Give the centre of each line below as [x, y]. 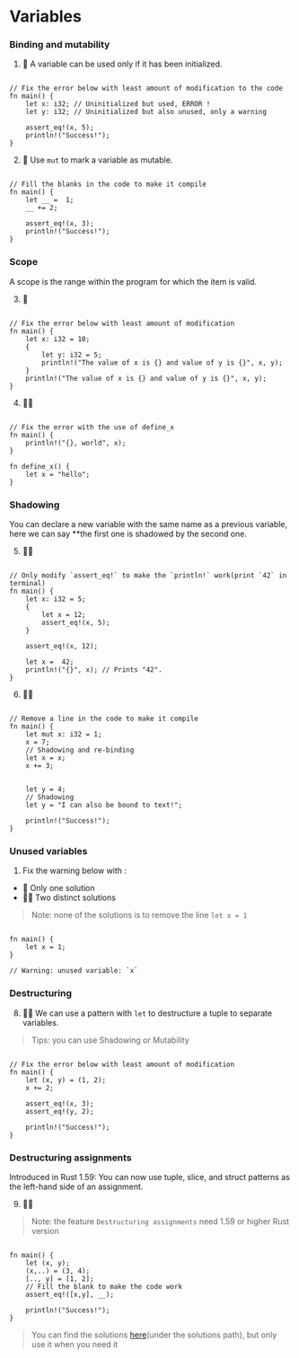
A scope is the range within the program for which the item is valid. [133, 281]
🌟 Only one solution [59, 888]
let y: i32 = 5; [72, 355]
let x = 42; [50, 662]
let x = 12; [64, 615]
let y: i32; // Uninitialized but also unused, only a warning [146, 112]
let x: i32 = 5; [56, 599]
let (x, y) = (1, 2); [66, 1080]
